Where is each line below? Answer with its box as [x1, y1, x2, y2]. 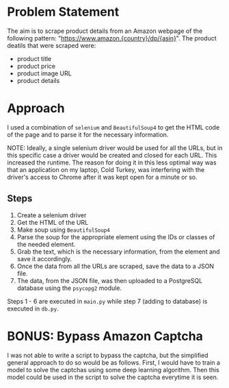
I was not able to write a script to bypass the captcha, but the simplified [7, 351, 208, 359]
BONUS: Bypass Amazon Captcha [7, 328, 203, 343]
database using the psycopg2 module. [16, 284, 122, 292]
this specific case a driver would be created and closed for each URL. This [7, 151, 217, 159]
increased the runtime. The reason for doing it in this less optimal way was [7, 158, 217, 167]
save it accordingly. [16, 254, 72, 263]
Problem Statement [7, 4, 120, 20]
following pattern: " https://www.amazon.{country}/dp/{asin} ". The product [7, 34, 217, 42]
